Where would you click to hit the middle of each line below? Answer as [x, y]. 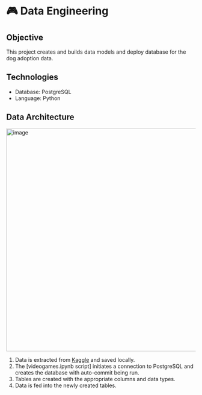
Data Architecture [40, 117]
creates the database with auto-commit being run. [77, 372]
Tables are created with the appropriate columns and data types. [95, 379]
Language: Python [38, 98]
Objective [25, 37]
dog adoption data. [30, 58]
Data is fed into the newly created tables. [66, 385]
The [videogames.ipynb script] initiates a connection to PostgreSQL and [104, 366]
